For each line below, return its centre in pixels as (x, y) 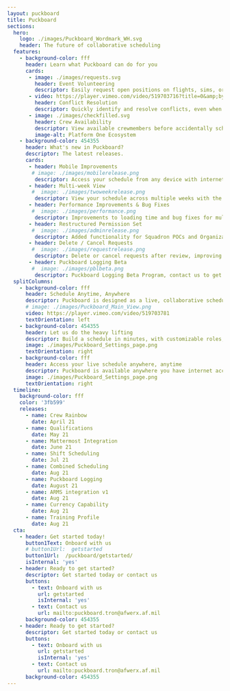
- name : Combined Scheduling (67, 467)
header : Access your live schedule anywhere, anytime (104, 364)
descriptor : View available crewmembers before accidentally (124, 128)
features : (27, 52)
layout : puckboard (33, 13)
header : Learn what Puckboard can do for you (91, 65)
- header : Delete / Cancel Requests (81, 243)
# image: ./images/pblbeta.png (78, 268)
